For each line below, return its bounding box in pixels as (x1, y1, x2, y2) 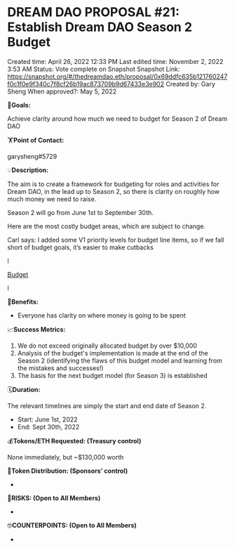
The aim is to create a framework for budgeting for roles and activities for (7, 180, 220, 188)
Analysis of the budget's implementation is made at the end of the (17, 348, 208, 357)
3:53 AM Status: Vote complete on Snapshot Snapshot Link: (7, 65, 180, 73)
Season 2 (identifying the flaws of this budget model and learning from (17, 356, 222, 365)
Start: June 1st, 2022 (17, 415, 79, 424)
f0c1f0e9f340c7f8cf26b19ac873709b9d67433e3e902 (7, 79, 165, 88)
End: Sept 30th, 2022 (17, 422, 80, 431)
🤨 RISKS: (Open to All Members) (7, 493, 101, 502)
